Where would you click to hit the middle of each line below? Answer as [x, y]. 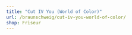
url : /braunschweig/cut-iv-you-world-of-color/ [66, 17]
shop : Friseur [24, 23]
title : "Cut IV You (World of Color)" [54, 12]
